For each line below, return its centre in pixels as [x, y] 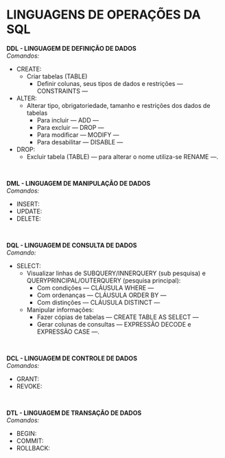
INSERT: [28, 204]
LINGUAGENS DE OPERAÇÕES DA [104, 15]
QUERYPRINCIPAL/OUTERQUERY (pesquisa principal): [104, 280]
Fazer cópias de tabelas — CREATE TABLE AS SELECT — [118, 317]
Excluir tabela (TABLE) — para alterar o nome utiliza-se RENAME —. [122, 156]
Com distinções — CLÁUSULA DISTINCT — [98, 302]
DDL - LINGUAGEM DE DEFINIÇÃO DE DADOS [71, 48]
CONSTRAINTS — [62, 91]
